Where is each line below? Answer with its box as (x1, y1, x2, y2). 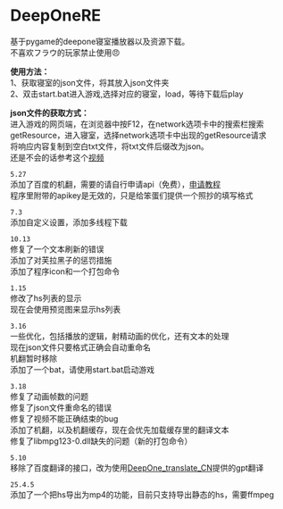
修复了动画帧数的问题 (10, 390, 88, 402)
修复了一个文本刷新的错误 (10, 243, 104, 254)
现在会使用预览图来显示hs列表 (10, 304, 121, 314)
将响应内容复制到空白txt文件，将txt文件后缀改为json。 (10, 140, 209, 152)
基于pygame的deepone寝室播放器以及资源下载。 (10, 36, 190, 46)
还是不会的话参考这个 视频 (10, 152, 104, 163)
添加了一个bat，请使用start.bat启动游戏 (10, 363, 155, 375)
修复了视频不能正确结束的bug (10, 413, 119, 424)
